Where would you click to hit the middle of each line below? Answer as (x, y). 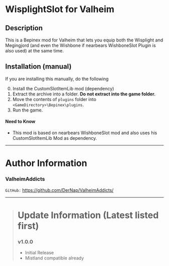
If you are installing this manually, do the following (57, 79)
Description (24, 28)
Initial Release (39, 252)
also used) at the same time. (34, 51)
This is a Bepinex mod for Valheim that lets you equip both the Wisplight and (84, 40)
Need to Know (20, 122)
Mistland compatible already (54, 258)
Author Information (46, 163)
